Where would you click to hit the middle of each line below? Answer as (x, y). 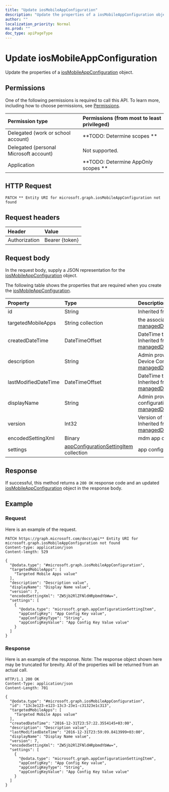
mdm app (149, 438)
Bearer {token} (62, 240)
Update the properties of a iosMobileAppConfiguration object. (69, 72)
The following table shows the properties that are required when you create (83, 285)
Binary (72, 438)
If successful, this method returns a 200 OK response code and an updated (82, 483)
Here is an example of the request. (41, 529)
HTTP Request (28, 186)
